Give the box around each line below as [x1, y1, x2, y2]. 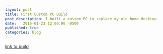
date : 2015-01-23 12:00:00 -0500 [5, 21, 79, 26]
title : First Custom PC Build [5, 12, 68, 17]
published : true [5, 26, 39, 30]
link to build [5, 44, 29, 49]
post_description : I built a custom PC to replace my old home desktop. [5, 16, 159, 21]
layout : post [5, 7, 32, 12]
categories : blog [5, 30, 41, 35]
